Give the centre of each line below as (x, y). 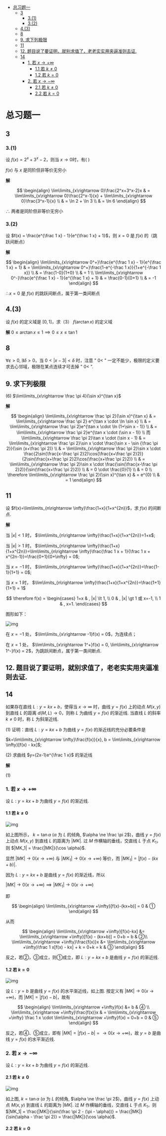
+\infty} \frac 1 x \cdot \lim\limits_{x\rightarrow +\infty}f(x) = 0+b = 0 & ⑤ (83, 1018)
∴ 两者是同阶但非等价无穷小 (34, 211)
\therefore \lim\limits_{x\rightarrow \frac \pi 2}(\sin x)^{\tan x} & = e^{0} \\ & (83, 475)
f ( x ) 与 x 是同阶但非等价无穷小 (36, 170)
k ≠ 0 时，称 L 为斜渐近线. (32, 719)
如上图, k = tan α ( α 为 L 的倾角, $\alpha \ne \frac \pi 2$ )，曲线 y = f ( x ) (78, 1098)
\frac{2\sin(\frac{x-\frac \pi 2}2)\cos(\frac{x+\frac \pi (78, 454)
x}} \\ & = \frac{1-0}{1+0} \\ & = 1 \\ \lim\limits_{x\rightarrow (83, 272)
